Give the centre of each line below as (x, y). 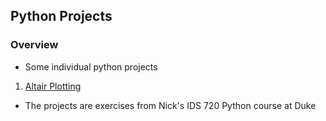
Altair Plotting (53, 86)
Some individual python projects (91, 66)
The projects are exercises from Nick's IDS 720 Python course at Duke (170, 105)
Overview (34, 45)
